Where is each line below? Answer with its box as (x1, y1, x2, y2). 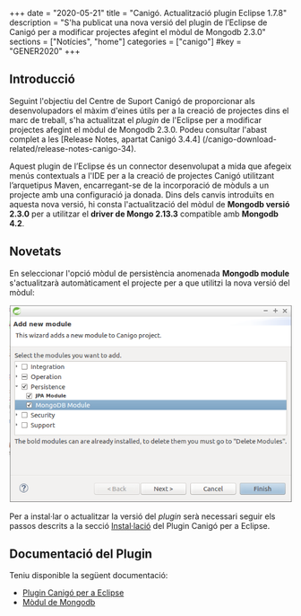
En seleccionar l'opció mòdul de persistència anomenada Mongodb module (9, 268, 289, 278)
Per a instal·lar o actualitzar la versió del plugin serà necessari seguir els (9, 511, 276, 522)
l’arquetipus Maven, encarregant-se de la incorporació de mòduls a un (9, 180, 270, 190)
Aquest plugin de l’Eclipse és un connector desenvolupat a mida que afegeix (9, 161, 292, 172)
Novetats (9, 244, 62, 260)
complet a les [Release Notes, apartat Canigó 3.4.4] (9, 134, 201, 145)
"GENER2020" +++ (9, 46, 81, 57)
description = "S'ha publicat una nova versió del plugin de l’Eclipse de (9, 17, 268, 28)
